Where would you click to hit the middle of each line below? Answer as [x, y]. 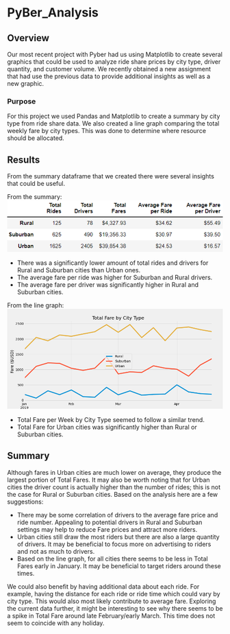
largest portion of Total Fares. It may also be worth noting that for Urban [108, 480]
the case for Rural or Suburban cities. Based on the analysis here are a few [113, 494]
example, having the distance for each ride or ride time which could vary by [114, 594]
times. [26, 573]
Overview [28, 38]
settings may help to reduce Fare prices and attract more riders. [107, 529]
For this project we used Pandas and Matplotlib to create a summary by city [114, 116]
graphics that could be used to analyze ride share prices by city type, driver [114, 62]
